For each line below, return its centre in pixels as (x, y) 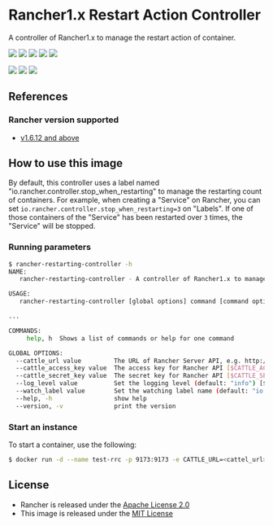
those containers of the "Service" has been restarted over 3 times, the (126, 217)
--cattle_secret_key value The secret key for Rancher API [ (123, 376)
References (38, 96)
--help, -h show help (82, 398)
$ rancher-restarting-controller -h (70, 264)
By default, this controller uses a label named (84, 183)
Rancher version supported (64, 120)
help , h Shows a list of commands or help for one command (130, 338)
